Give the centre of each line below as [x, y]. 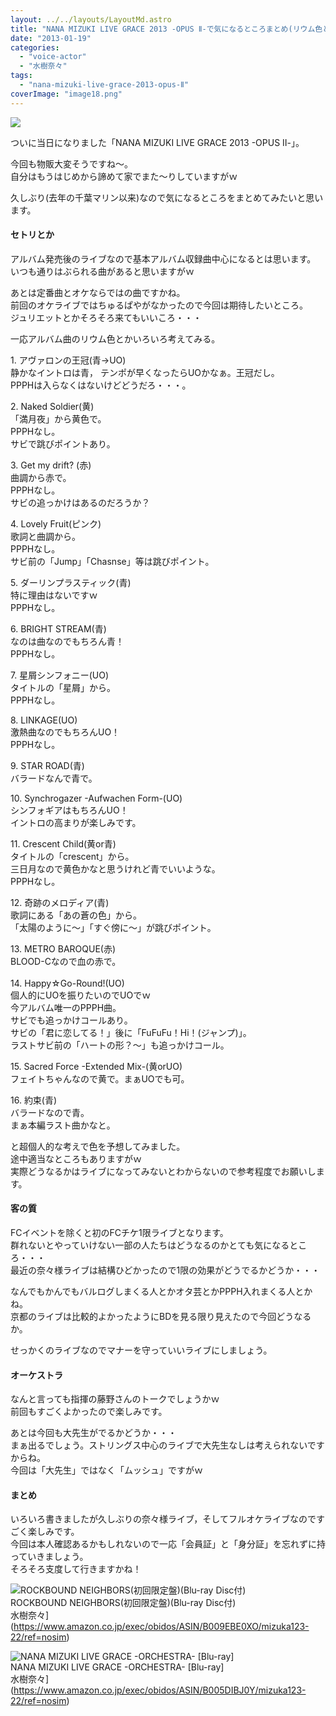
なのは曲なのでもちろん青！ [67, 641]
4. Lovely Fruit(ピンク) [56, 523]
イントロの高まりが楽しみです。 [76, 822]
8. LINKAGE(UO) [44, 720]
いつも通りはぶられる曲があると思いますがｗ [102, 271]
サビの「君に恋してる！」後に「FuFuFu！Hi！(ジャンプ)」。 [131, 1032]
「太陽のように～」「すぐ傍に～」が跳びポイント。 [113, 927]
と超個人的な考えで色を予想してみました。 [98, 1146]
